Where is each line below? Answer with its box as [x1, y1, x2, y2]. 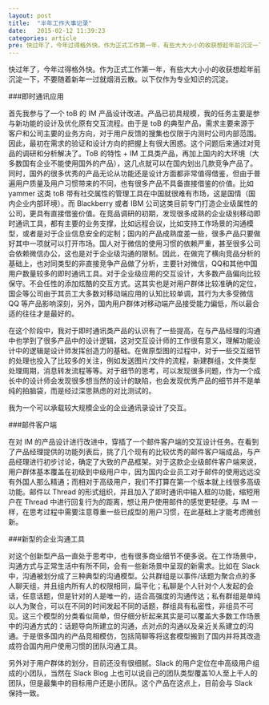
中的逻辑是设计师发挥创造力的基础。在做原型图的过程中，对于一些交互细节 [14, 346, 261, 356]
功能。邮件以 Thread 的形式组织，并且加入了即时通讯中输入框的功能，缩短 [8, 487, 254, 497]
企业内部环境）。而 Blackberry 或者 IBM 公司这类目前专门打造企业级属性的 [14, 199, 258, 208]
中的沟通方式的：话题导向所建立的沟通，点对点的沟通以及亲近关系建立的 [8, 622, 247, 631]
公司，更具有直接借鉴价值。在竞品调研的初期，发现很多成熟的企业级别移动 [8, 209, 254, 219]
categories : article [8, 34, 78, 42]
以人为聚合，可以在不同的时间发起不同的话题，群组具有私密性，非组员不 [8, 602, 247, 611]
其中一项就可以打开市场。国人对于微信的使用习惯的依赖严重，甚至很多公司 [14, 239, 261, 248]
